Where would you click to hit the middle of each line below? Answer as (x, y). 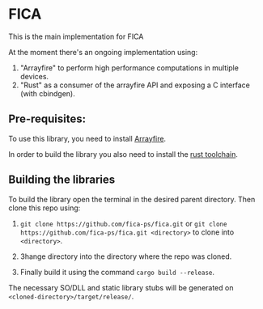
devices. (34, 76)
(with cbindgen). (47, 93)
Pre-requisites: (47, 119)
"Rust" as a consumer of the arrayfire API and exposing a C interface (135, 85)
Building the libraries (62, 180)
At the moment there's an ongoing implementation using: (103, 52)
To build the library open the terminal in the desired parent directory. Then (132, 199)
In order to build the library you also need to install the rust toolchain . (123, 154)
